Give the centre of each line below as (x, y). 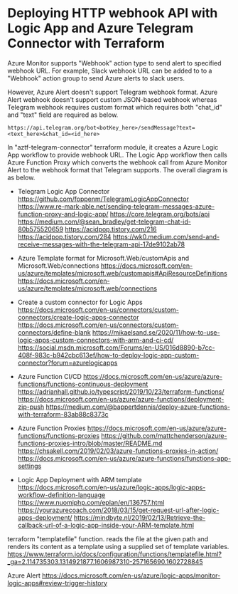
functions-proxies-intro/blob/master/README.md (90, 443)
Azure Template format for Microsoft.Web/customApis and (103, 258)
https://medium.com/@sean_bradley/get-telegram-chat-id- (104, 222)
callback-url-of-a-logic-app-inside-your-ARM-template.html (106, 525)
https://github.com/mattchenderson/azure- (164, 435)
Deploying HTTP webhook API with (113, 13)
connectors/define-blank (54, 332)
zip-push (31, 407)
